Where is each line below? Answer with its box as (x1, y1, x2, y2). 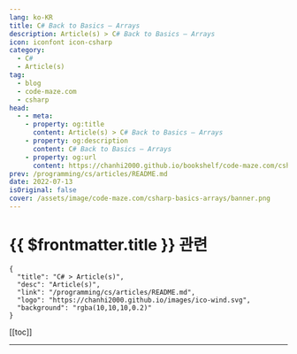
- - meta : (17, 112, 53, 120)
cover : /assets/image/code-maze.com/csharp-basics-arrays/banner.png (9, 194, 271, 204)
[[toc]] (9, 327, 33, 337)
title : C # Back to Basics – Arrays (9, 21, 141, 30)
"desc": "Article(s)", (17, 280, 101, 289)
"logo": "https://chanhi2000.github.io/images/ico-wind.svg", (17, 296, 251, 304)
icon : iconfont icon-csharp (9, 37, 113, 47)
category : (9, 46, 46, 55)
